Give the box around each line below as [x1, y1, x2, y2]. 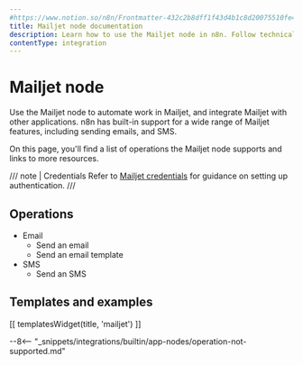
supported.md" [9, 345, 66, 356]
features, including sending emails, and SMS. [9, 126, 178, 137]
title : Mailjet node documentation [9, 22, 143, 31]
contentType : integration [9, 38, 106, 48]
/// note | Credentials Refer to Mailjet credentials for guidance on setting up [9, 170, 289, 181]
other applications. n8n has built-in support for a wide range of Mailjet [9, 116, 271, 127]
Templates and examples [9, 295, 153, 310]
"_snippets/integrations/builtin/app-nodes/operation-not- [34, 335, 247, 347]
